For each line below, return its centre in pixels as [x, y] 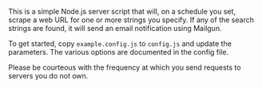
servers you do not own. [48, 76]
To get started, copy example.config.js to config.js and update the [120, 44]
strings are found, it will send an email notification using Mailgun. [115, 28]
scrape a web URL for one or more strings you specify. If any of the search [131, 20]
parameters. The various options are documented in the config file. [119, 52]
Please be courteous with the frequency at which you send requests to [125, 67]
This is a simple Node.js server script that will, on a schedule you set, [122, 11]
